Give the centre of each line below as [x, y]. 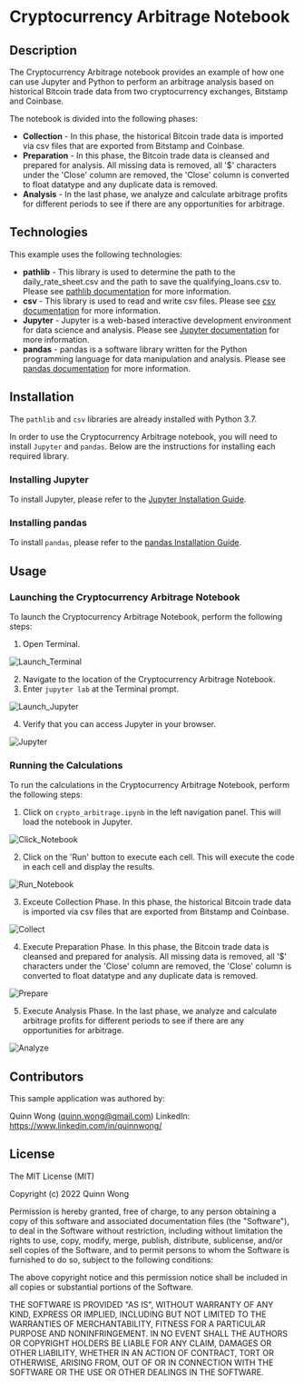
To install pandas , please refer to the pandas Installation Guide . [126, 543]
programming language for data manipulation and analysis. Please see [154, 359]
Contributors [47, 1076]
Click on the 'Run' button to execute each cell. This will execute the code [158, 857]
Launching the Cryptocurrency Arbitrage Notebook [125, 597]
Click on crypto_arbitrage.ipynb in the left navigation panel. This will [152, 812]
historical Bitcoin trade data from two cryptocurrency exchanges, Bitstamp [149, 91]
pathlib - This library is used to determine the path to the [129, 272]
